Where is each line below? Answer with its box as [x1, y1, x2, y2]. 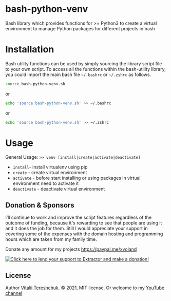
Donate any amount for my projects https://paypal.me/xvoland [5, 246, 137, 252]
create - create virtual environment [12, 170, 87, 176]
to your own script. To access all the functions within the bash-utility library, [5, 66, 166, 72]
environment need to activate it [12, 180, 79, 186]
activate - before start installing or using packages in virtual [12, 175, 141, 181]
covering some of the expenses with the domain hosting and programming [5, 231, 163, 237]
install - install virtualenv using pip [12, 164, 88, 170]
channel [5, 290, 23, 296]
